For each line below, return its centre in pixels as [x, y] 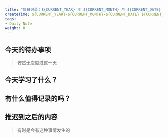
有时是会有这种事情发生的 [44, 130]
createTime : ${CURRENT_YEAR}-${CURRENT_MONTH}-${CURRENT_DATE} [72, 14]
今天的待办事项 [28, 50]
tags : [11, 19]
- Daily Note [19, 24]
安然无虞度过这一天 [37, 62]
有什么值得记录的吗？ [38, 99]
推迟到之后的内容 [31, 117]
